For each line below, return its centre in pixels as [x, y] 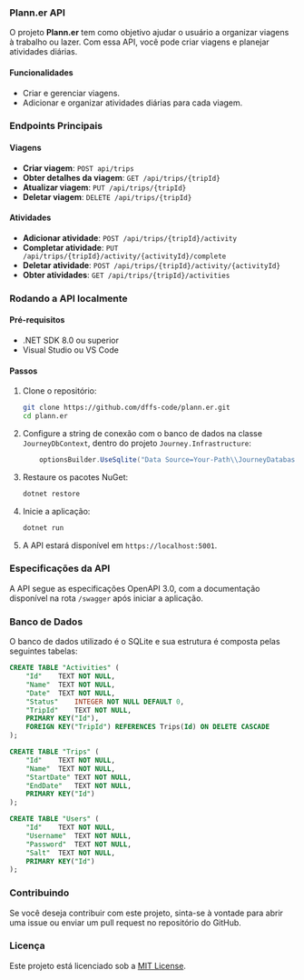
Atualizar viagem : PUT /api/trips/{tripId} [104, 187]
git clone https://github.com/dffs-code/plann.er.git [126, 408]
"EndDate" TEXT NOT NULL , [78, 785]
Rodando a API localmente [69, 298]
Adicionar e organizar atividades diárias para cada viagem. [132, 103]
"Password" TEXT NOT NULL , [78, 844]
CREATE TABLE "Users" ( [54, 819]
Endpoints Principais [56, 126]
